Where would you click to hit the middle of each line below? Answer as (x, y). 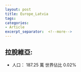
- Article (15, 27)
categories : (17, 23)
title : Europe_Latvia (27, 14)
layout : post (18, 9)
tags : (10, 18)
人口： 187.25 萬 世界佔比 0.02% (44, 65)
